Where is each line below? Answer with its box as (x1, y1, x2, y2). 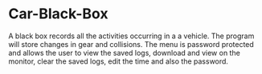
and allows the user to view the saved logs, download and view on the (8, 48, 241, 57)
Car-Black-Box (8, 5, 108, 23)
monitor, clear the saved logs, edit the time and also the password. (8, 56, 229, 66)
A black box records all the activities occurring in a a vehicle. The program (8, 31, 255, 41)
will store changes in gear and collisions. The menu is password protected (8, 39, 255, 49)
